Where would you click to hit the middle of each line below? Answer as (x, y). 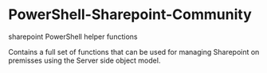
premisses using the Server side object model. (84, 60)
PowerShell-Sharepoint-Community (130, 15)
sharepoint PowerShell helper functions (73, 36)
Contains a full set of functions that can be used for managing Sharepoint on (134, 52)
